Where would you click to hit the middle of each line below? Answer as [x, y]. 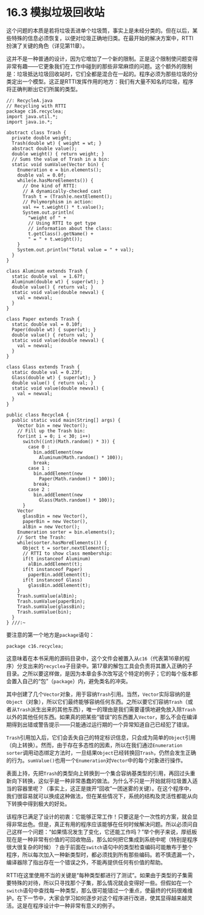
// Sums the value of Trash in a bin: [61, 159]
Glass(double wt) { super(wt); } [54, 377]
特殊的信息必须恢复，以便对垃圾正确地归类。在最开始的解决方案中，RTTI [102, 38]
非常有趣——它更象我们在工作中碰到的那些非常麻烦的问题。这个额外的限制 [99, 66]
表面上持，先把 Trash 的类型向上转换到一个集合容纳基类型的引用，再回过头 [98, 773]
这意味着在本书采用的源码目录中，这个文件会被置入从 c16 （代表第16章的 [96, 658]
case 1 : [39, 468]
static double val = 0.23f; [47, 372]
